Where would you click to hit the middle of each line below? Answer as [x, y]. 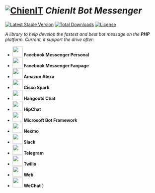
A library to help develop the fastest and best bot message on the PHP [77, 34]
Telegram [34, 153]
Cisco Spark [37, 87]
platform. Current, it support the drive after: [50, 39]
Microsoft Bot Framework [50, 120]
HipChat [32, 109]
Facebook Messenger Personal [56, 54]
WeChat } [34, 186]
